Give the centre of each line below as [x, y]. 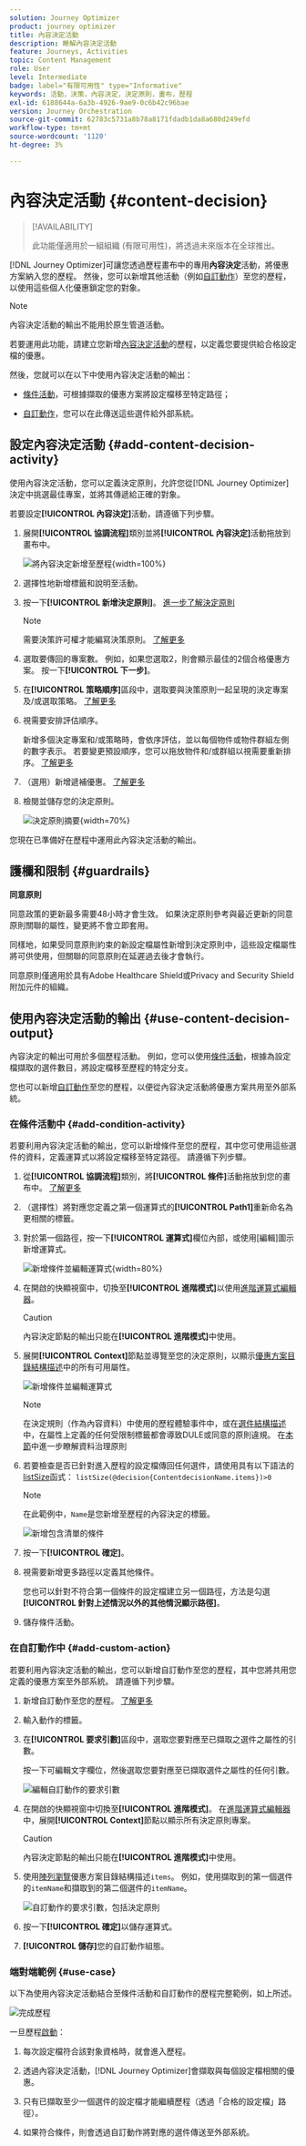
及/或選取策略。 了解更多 [69, 700]
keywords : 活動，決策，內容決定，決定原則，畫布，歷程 [101, 94]
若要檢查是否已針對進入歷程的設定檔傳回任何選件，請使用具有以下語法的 [158, 1466]
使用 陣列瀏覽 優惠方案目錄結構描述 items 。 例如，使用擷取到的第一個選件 [158, 1876]
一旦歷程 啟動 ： [37, 2032]
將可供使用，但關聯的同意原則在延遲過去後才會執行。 [109, 956]
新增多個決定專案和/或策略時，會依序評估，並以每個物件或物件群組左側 [156, 740]
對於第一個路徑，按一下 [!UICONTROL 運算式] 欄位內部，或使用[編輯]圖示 [158, 1238]
